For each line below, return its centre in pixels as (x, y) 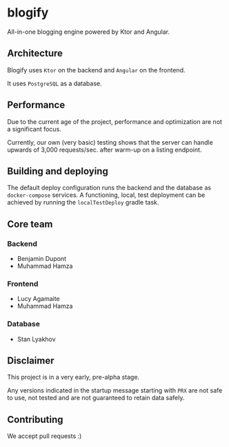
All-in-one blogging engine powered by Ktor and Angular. (89, 32)
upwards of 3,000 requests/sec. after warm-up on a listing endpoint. (104, 149)
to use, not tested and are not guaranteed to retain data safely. (96, 398)
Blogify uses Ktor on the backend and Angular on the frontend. (96, 70)
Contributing (35, 419)
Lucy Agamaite (38, 299)
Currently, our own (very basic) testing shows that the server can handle (110, 142)
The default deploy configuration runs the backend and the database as (109, 188)
